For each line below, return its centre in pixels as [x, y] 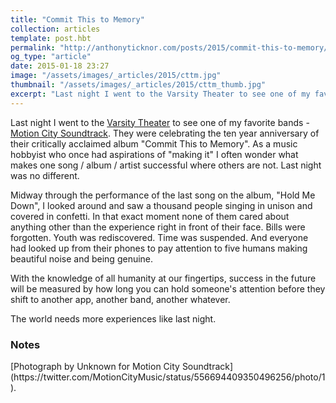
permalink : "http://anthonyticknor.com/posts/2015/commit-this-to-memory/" [171, 47]
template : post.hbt [51, 38]
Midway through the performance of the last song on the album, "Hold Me [163, 195]
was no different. [45, 175]
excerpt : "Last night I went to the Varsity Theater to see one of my [160, 94]
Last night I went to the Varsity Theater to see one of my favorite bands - [160, 122]
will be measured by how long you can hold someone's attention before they [168, 288]
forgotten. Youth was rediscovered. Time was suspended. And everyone [159, 237]
